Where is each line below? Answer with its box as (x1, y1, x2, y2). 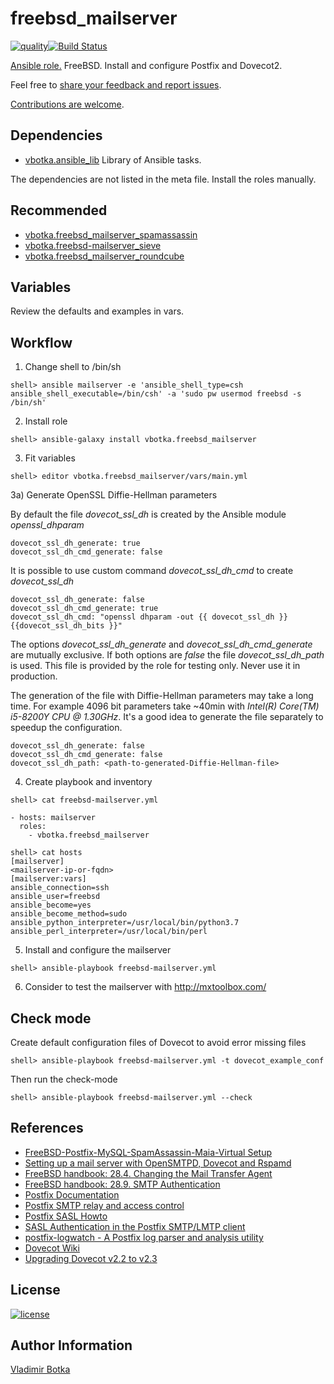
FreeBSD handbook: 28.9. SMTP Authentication (24, 1178, 221, 1190)
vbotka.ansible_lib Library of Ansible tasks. (24, 153, 202, 166)
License (10, 1282, 61, 1299)
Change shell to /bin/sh (24, 361, 122, 373)
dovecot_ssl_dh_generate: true (10, 538, 141, 549)
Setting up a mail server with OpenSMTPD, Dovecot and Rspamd (24, 1157, 292, 1169)
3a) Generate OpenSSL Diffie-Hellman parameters (10, 489, 218, 501)
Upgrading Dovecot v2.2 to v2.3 (24, 1252, 158, 1264)
